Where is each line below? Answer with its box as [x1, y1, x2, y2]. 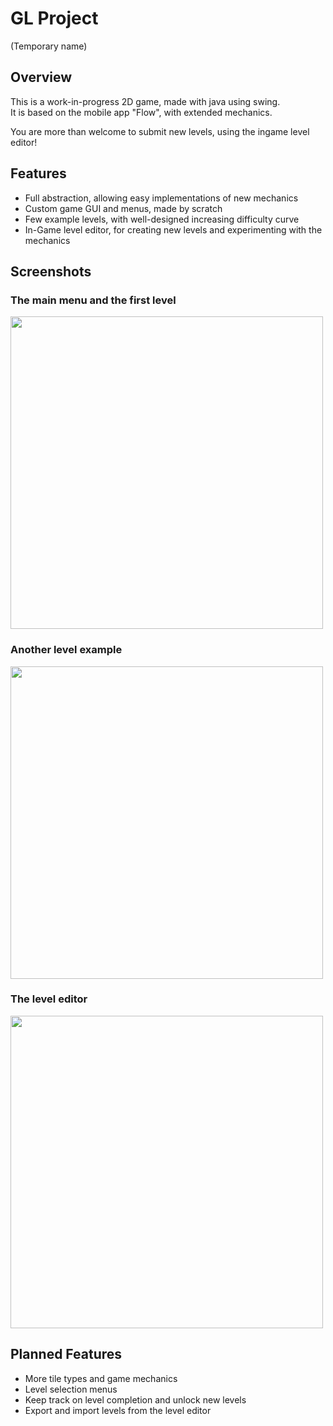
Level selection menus [24, 1383, 118, 1395]
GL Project [10, 7, 99, 30]
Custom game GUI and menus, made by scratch [24, 202, 223, 214]
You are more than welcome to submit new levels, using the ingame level [10, 125, 310, 137]
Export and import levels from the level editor [24, 1404, 212, 1416]
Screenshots [10, 263, 92, 280]
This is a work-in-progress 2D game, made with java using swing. [10, 95, 281, 107]
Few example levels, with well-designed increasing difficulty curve [24, 213, 300, 225]
